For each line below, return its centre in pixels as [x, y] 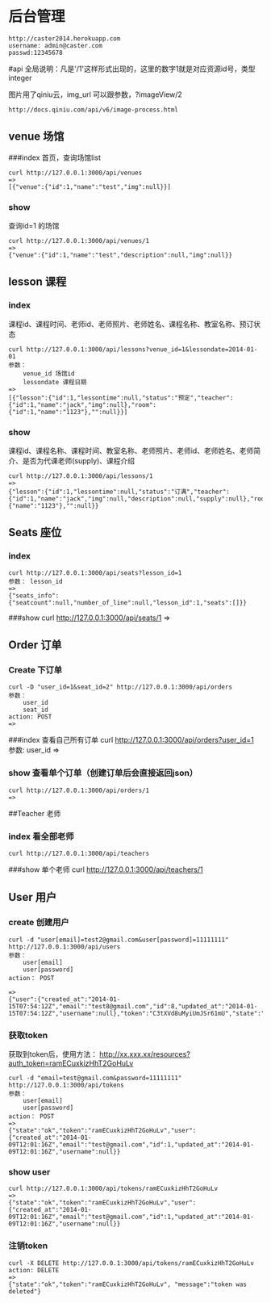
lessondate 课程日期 [55, 382]
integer [20, 78]
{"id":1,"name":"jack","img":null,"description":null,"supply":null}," [131, 499]
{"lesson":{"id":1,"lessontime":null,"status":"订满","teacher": [119, 492]
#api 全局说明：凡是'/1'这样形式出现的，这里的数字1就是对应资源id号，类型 [132, 69]
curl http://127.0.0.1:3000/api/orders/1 [79, 790]
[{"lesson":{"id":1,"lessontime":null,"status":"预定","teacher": [121, 398]
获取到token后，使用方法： [53, 1054]
